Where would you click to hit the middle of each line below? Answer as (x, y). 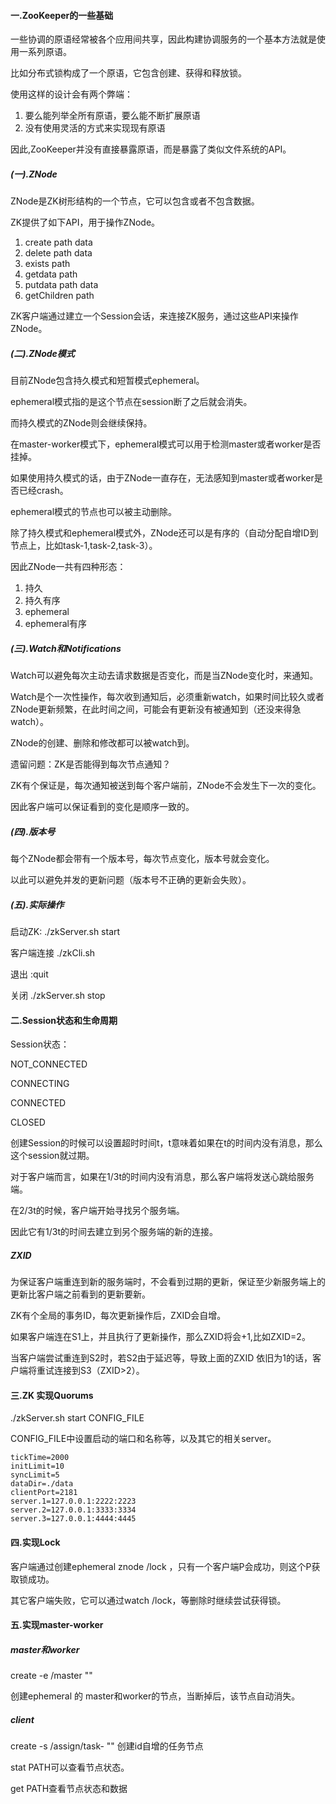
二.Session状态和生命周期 (64, 1020)
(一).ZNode (34, 174)
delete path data (58, 253)
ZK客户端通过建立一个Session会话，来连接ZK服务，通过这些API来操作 (154, 316)
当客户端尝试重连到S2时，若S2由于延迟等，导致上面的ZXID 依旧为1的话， (161, 1358)
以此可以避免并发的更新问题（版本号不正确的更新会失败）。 (131, 880)
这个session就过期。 (52, 1156)
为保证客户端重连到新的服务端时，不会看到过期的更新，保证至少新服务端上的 (168, 1282)
